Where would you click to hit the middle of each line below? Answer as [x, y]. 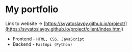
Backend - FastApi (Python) [43, 44]
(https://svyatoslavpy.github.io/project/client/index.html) [64, 29]
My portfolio [32, 9]
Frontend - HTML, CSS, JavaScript [48, 39]
